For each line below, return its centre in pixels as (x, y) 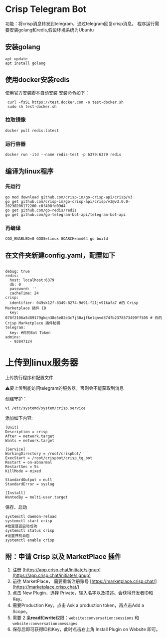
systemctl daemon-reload (31, 516)
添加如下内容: (19, 418)
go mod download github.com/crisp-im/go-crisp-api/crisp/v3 (69, 197)
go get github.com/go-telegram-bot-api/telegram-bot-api (66, 215)
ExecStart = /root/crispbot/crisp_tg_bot (49, 458)
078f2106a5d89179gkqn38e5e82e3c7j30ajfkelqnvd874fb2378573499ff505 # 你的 (84, 318)
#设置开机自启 (17, 536)
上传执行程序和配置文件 (29, 377)
